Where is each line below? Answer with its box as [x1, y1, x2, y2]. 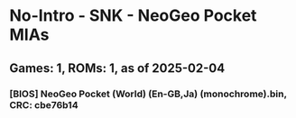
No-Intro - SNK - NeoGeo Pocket [9, 5, 257, 26]
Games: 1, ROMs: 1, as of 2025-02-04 [9, 60, 226, 76]
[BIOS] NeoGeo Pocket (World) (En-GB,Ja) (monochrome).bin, [9, 87, 287, 100]
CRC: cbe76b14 [9, 98, 79, 111]
